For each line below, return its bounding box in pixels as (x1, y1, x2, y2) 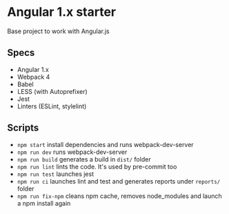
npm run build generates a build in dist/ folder (17, 155, 151, 163)
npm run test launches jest (17, 170, 94, 178)
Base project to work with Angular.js (7, 27, 110, 35)
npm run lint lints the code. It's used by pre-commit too (17, 162, 177, 171)
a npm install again (17, 199, 71, 207)
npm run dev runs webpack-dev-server (17, 148, 128, 156)
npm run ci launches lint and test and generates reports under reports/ (17, 177, 221, 185)
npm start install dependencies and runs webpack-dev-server (17, 140, 195, 148)
